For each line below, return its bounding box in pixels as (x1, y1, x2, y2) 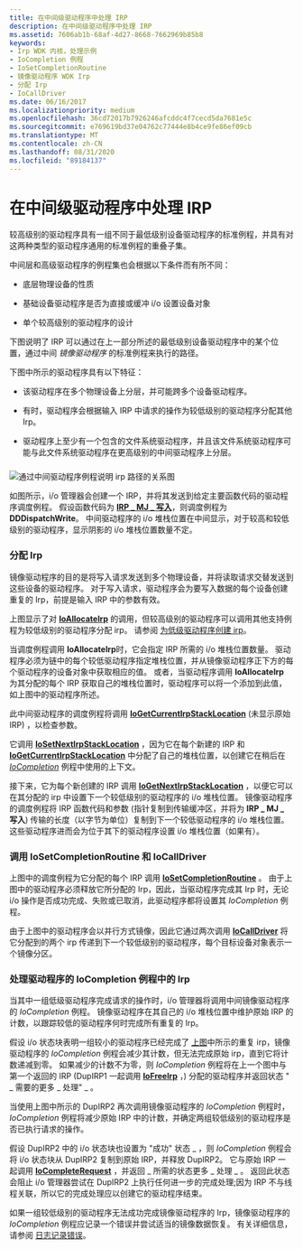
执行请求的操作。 (24, 1123, 88, 1134)
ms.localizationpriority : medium (9, 106, 135, 115)
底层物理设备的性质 (22, 279, 95, 290)
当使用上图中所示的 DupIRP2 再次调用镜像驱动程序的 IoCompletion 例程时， (9, 1101, 290, 1112)
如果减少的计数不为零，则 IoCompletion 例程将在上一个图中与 (58, 1059, 287, 1070)
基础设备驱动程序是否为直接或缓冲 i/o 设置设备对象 (22, 298, 211, 309)
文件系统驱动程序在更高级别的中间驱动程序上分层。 (46, 447, 236, 458)
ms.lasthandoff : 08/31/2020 (9, 147, 115, 156)
